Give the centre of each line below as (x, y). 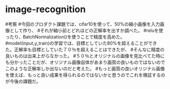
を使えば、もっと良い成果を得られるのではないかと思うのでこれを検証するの (85, 75)
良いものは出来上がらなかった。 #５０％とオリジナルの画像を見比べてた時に (85, 56)
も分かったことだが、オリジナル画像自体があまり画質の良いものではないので (85, 62)
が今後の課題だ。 (23, 81)
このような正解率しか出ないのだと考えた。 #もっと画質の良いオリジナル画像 (85, 68)
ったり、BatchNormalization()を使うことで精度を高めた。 (65, 37)
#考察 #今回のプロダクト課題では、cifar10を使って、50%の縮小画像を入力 (83, 24)
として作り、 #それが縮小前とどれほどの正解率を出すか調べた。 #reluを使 (86, 30)
